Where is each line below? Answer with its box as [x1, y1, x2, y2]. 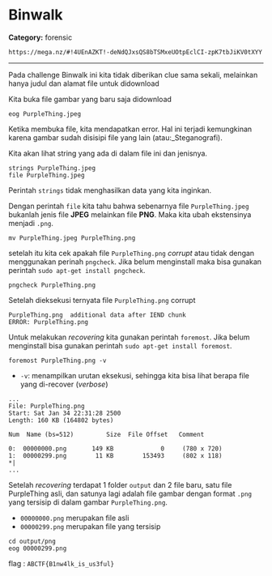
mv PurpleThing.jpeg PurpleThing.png [8, 233, 136, 242]
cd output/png [8, 537, 57, 545]
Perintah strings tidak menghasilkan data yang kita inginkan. [8, 185, 212, 195]
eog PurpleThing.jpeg [8, 109, 82, 118]
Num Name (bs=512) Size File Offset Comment [8, 430, 205, 438]
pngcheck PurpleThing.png [8, 281, 96, 289]
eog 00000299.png [8, 544, 67, 553]
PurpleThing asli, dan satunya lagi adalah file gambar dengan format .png [8, 489, 253, 498]
